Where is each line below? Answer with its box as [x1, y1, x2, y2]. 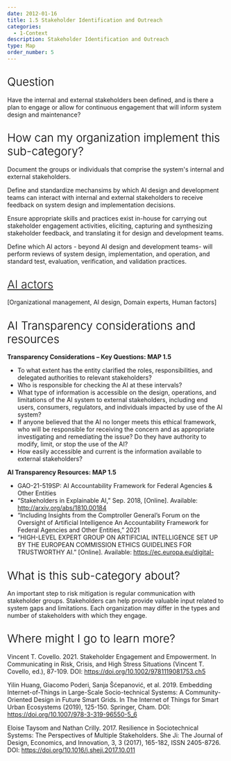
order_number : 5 [7, 49, 54, 56]
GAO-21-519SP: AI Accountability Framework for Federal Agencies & [17, 482, 213, 490]
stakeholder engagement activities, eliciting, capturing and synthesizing [7, 221, 213, 230]
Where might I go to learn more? [7, 631, 176, 646]
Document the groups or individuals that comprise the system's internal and [7, 165, 224, 174]
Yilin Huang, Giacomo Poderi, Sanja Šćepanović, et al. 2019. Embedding [7, 680, 213, 689]
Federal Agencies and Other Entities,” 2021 [17, 526, 140, 535]
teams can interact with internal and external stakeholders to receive [7, 193, 203, 201]
